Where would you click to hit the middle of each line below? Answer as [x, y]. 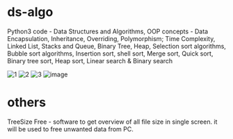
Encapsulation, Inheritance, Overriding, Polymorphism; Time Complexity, [111, 38]
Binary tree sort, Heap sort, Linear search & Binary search [90, 60]
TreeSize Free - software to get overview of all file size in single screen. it [112, 122]
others [27, 103]
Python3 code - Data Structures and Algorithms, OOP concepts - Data [108, 31]
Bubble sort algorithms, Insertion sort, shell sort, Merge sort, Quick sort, [110, 54]
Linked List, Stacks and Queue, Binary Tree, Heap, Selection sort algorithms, [116, 46]
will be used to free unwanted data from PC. [70, 129]
